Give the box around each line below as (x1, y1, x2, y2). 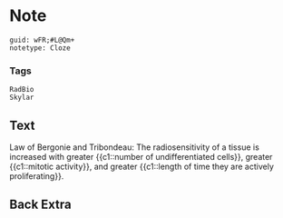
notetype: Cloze (9, 43, 71, 53)
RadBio (9, 85, 34, 94)
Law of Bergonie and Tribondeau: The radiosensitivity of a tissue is (9, 142, 260, 153)
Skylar (9, 93, 34, 103)
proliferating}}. (9, 171, 64, 182)
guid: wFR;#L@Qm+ (9, 35, 75, 45)
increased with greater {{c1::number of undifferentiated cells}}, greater (9, 152, 273, 163)
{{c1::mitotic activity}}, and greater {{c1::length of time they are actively (9, 161, 275, 173)
